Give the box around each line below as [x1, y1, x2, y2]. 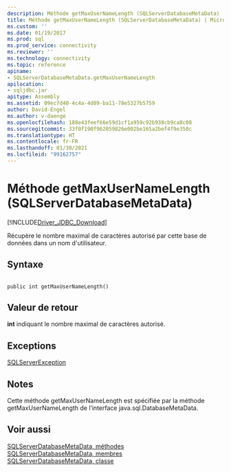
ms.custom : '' [7, 23, 48, 30]
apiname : [7, 68, 32, 74]
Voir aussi [7, 424, 51, 435]
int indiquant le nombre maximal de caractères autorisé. [7, 320, 166, 328]
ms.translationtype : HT [7, 132, 76, 138]
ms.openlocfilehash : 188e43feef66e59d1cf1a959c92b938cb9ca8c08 [7, 119, 192, 126]
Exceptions [7, 340, 56, 351]
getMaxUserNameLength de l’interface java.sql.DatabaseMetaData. [7, 404, 199, 412]
